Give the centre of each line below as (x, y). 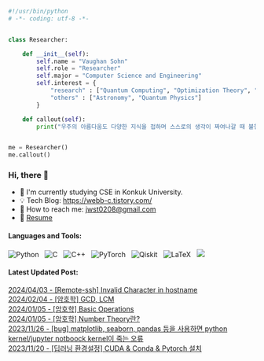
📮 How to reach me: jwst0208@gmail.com (88, 209)
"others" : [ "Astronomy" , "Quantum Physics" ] (126, 98)
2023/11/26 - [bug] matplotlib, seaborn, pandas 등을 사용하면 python (118, 328)
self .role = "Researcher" (79, 68)
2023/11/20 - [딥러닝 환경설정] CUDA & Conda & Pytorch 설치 (105, 348)
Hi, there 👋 (29, 175)
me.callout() (29, 155)
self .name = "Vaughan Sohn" (82, 61)
